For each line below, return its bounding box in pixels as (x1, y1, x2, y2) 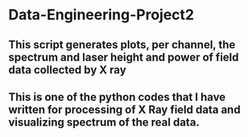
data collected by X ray (8, 63, 126, 77)
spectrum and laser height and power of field (8, 50, 239, 64)
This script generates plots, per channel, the (8, 38, 236, 52)
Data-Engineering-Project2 (8, 6, 195, 24)
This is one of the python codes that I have (8, 90, 226, 104)
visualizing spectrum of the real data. (8, 115, 200, 129)
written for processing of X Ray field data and (8, 102, 241, 116)
